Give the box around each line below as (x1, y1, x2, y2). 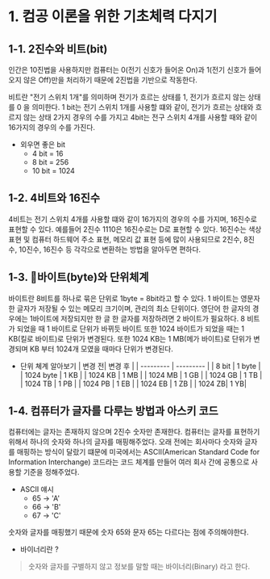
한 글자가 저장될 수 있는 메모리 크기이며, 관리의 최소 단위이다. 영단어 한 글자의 (8, 304, 251, 313)
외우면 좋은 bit (19, 140, 66, 149)
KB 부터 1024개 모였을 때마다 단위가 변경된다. (29, 344, 173, 354)
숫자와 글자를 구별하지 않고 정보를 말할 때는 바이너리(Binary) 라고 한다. (27, 562, 251, 572)
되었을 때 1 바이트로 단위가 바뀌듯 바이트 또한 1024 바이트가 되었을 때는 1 (16, 324, 244, 334)
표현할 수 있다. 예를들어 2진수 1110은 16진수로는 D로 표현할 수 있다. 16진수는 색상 (8, 224, 262, 234)
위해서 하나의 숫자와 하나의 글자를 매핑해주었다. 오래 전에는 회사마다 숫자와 (8, 437, 243, 447)
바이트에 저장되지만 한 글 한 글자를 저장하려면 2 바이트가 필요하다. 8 (32, 313, 246, 323)
